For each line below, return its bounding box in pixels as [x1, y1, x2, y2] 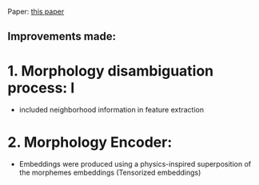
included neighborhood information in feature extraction [18, 105, 205, 115]
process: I [7, 79, 75, 96]
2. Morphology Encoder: [7, 133, 173, 151]
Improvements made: [7, 30, 117, 43]
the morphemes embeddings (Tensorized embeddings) [18, 167, 201, 178]
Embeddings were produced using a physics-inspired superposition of [18, 159, 252, 169]
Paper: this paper [7, 7, 65, 16]
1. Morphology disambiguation [7, 61, 214, 80]
